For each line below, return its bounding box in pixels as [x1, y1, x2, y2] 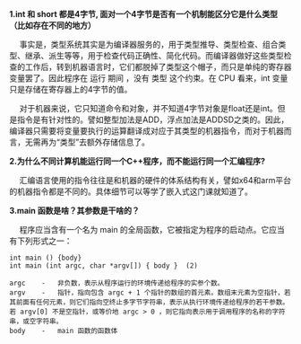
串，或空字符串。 [9, 317, 64, 326]
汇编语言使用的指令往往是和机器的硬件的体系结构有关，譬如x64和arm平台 [19, 175, 291, 185]
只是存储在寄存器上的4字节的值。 [9, 84, 133, 94]
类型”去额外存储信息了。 [59, 137, 150, 147]
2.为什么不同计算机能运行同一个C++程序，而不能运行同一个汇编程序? [9, 156, 266, 166]
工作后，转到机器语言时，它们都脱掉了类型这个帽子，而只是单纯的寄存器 [24, 62, 292, 72]
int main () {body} [9, 253, 82, 262]
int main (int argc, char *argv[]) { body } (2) [9, 261, 199, 270]
